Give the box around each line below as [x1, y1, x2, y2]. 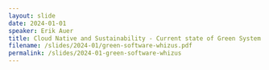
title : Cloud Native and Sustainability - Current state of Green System [8, 34, 262, 43]
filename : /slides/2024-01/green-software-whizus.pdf [8, 42, 193, 50]
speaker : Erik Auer [8, 27, 74, 35]
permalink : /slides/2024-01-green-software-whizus [8, 49, 182, 57]
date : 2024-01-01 [8, 19, 67, 27]
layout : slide [8, 11, 56, 20]
